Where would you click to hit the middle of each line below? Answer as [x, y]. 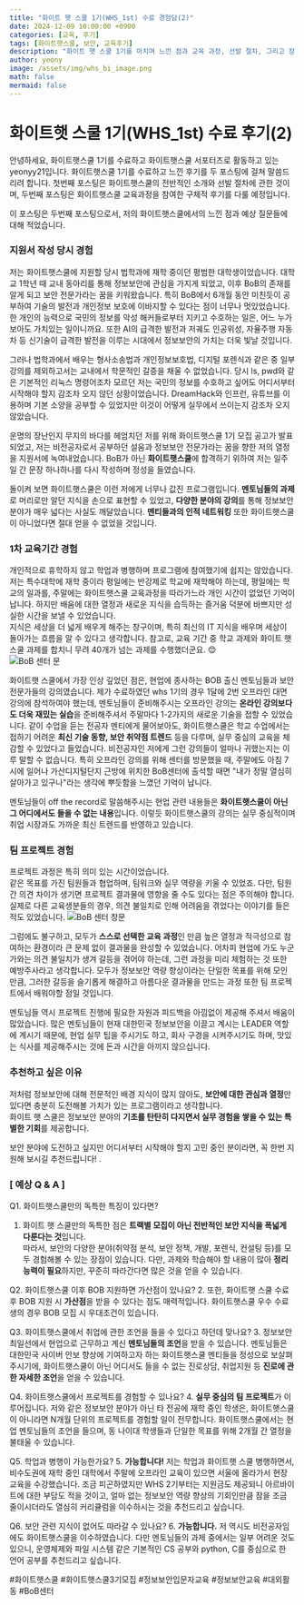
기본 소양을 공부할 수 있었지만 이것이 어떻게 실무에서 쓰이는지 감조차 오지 [162, 404]
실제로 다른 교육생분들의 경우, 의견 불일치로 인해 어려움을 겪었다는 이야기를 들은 [150, 906]
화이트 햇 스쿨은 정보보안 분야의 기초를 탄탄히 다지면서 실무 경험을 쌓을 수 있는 [146, 1116]
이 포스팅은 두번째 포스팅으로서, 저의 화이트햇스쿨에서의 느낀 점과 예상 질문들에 [149, 213]
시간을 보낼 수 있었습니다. [71, 616]
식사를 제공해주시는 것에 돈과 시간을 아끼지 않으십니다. [114, 1046]
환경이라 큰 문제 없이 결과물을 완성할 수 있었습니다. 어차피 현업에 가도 [156, 948]
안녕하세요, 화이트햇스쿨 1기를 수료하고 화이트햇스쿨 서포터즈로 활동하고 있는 [144, 160]
